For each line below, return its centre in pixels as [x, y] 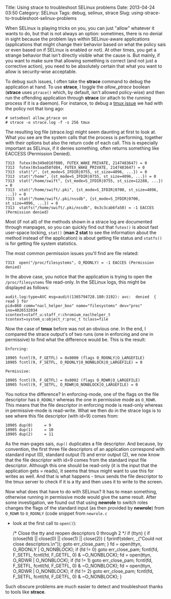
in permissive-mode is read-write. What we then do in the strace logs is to [83, 410]
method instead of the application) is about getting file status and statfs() [84, 238]
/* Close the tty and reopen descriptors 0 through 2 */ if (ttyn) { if [81, 533]
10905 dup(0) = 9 [28, 425]
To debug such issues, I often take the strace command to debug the [78, 82]
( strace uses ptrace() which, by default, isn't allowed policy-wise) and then [85, 92]
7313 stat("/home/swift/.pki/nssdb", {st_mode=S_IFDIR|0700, [73, 199]
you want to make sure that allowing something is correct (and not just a [81, 61]
